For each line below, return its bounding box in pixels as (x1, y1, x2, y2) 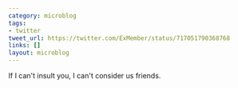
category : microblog (8, 11, 77, 20)
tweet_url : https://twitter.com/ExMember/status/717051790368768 (8, 34, 230, 42)
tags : (8, 19, 26, 27)
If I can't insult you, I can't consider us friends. (8, 71, 161, 80)
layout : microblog (8, 49, 69, 57)
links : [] (8, 42, 42, 50)
